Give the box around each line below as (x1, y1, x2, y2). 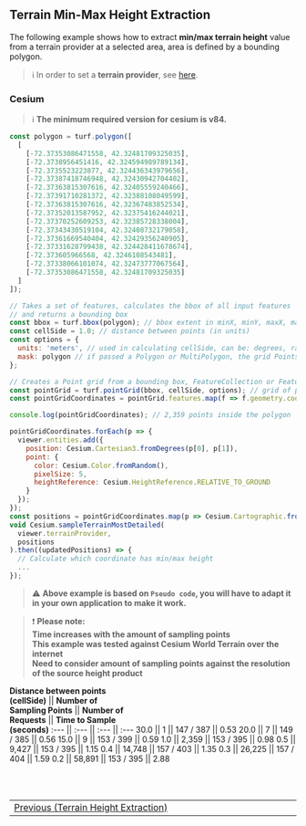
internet (31, 648, 64, 659)
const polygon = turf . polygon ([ (9, 132, 132, 141)
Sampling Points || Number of (9, 705, 124, 716)
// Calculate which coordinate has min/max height (17, 554, 214, 564)
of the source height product (31, 667, 143, 678)
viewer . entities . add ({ (17, 435, 104, 445)
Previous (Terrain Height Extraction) (14, 800, 168, 813)
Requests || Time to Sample (9, 714, 117, 725)
